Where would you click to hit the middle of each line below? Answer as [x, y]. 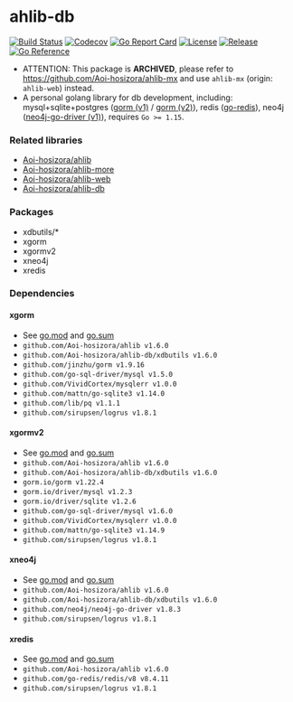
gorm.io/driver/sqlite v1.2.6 [80, 501]
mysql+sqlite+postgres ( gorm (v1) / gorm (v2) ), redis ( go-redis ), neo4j [153, 107]
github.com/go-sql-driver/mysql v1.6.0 [98, 511]
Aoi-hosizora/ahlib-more [68, 170]
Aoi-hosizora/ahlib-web [66, 179]
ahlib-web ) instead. [58, 88]
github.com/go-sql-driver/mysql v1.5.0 [98, 374]
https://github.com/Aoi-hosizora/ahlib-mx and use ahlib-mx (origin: [147, 78]
